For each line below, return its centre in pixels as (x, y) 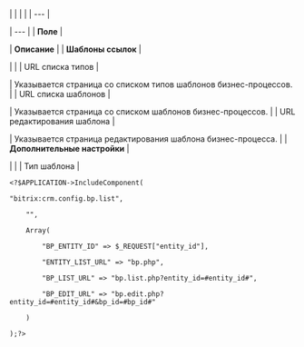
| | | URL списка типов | (54, 67)
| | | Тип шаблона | (44, 166)
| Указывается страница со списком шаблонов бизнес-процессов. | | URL (152, 112)
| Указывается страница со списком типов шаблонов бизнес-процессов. (151, 84)
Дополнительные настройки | (69, 149)
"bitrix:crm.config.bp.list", (67, 199)
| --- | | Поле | (36, 31)
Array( (38, 231)
